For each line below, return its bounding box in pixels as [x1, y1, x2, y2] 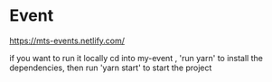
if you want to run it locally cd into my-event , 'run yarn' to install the [9, 52, 264, 63]
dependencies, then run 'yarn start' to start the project [9, 62, 212, 73]
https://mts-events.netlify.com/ [9, 35, 125, 46]
